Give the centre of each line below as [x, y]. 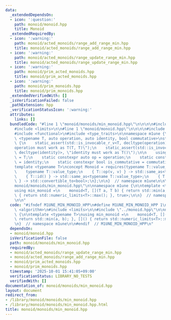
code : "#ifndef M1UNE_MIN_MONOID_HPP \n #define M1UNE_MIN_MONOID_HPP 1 [86, 205]
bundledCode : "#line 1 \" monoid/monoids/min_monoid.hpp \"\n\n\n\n [82, 124]
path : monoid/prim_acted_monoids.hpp [54, 72]
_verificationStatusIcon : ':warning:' [51, 110]
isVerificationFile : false [38, 238]
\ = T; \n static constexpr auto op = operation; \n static [84, 157]
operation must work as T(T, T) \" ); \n [55, 148]
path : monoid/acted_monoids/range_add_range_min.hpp [72, 43]
